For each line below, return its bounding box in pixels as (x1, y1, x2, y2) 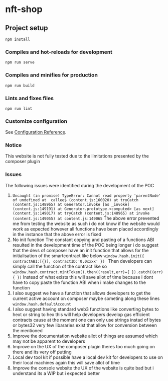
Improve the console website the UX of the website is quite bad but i (12, 365, 154, 371)
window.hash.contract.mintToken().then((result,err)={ (12, 269, 130, 275)
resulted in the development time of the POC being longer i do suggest (12, 242, 159, 248)
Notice (5, 142, 22, 149)
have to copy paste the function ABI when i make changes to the (12, 279, 146, 285)
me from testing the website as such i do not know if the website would (12, 220, 160, 226)
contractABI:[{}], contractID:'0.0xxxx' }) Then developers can (12, 258, 152, 264)
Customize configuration (5, 117, 68, 124)
